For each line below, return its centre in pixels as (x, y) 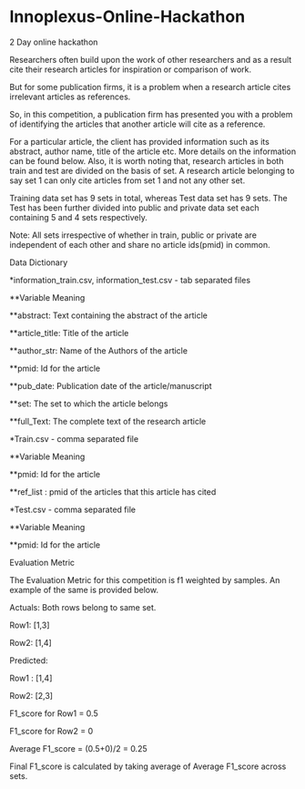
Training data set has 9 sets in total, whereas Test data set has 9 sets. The (149, 198)
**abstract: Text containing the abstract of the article (108, 315)
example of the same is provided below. (84, 589)
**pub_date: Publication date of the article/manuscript (111, 385)
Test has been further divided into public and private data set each (134, 208)
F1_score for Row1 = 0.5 (54, 713)
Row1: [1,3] (30, 625)
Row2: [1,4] (30, 642)
